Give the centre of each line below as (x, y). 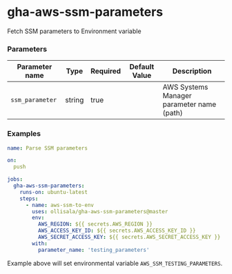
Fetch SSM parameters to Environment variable (74, 31)
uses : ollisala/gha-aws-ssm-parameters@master (100, 211)
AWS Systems (185, 87)
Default (142, 67)
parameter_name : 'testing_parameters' (94, 250)
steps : (29, 198)
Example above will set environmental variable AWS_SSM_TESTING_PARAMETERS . (115, 263)
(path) (173, 113)
